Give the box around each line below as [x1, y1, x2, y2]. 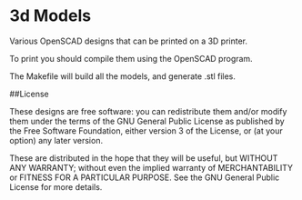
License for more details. [9, 181, 103, 192]
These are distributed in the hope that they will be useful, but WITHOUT [9, 152, 278, 164]
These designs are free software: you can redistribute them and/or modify [9, 105, 287, 116]
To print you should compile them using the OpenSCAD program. [9, 53, 253, 64]
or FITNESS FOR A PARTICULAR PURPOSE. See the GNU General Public [9, 172, 280, 183]
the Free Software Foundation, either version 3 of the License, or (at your [9, 125, 284, 136]
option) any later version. [9, 135, 103, 145]
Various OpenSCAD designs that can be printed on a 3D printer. [9, 35, 248, 46]
